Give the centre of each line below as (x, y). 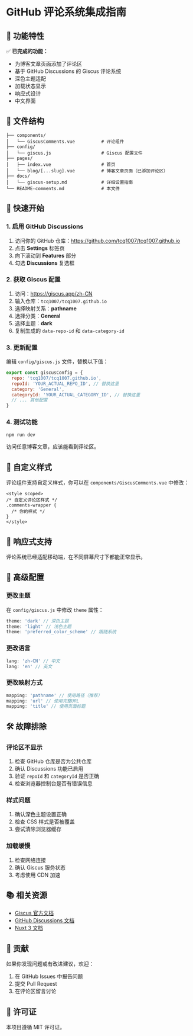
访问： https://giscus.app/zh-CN (53, 293)
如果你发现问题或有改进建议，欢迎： (50, 964)
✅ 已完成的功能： (27, 51)
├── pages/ (19, 158)
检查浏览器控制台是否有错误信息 (53, 783)
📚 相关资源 (27, 895)
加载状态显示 (30, 86)
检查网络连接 (30, 860)
